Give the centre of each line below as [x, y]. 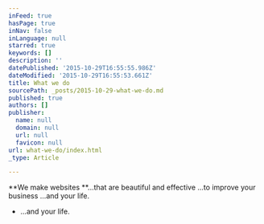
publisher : [27, 113]
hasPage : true [32, 23]
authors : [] [28, 105]
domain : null [37, 128]
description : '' [35, 61]
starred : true [32, 46]
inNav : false [30, 31]
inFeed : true [30, 16]
